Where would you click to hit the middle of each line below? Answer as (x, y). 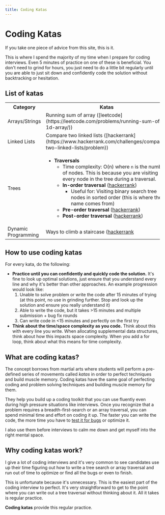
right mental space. (25, 435)
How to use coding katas (44, 252)
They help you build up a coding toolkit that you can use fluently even (76, 399)
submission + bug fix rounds (48, 315)
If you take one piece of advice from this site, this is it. (60, 48)
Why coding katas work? (44, 450)
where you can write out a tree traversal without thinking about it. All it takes (82, 492)
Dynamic (18, 229)
